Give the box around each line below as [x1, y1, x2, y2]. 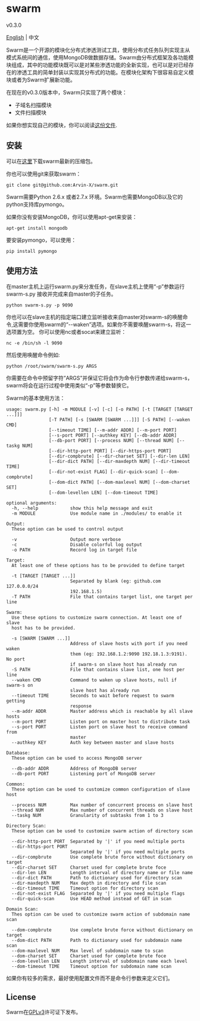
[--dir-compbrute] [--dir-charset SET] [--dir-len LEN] [48, 453, 190, 459]
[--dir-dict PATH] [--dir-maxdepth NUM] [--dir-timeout [48, 458, 190, 464]
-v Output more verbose [11, 536, 121, 543]
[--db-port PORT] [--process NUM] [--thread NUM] [48, 437, 174, 443]
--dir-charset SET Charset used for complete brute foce [11, 865, 167, 870]
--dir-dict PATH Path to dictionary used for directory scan [11, 875, 183, 881]
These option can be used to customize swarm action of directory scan [11, 828, 193, 834]
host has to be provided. [11, 625, 76, 631]
